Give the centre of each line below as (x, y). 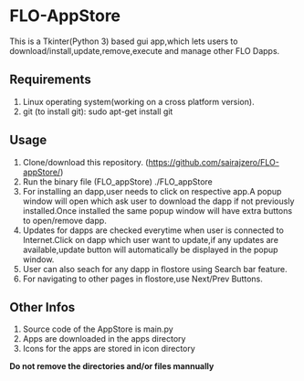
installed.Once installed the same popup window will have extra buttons (157, 210)
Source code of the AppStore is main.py (98, 329)
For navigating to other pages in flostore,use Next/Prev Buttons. (142, 279)
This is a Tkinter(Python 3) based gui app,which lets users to (124, 41)
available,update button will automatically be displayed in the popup (150, 249)
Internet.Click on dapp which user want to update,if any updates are (150, 239)
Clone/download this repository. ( (85, 162)
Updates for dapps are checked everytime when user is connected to (153, 230)
